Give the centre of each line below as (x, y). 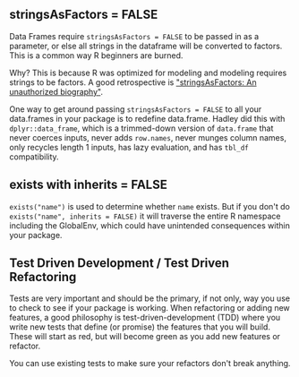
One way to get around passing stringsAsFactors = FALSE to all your (136, 109)
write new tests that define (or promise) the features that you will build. (140, 327)
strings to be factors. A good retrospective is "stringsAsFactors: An (133, 82)
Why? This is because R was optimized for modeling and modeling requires (148, 73)
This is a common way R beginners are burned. (96, 55)
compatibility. (34, 157)
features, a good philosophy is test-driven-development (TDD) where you (145, 318)
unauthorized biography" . (56, 91)
